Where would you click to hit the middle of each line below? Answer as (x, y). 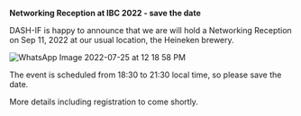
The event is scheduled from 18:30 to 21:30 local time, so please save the (146, 75)
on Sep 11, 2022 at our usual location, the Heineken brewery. (122, 40)
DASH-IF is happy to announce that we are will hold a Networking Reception (151, 30)
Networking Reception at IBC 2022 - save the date (105, 13)
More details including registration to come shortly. (104, 102)
